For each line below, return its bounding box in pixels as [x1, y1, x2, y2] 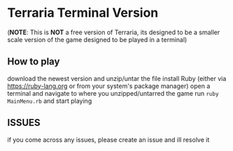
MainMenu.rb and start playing [7, 96, 92, 105]
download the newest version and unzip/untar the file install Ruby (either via [7, 74, 227, 82]
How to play [7, 56, 60, 68]
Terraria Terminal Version [7, 5, 159, 21]
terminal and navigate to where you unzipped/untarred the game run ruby [7, 89, 219, 97]
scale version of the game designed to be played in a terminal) [7, 35, 188, 43]
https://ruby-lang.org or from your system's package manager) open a [7, 82, 211, 90]
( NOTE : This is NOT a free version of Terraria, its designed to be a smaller [7, 28, 220, 36]
